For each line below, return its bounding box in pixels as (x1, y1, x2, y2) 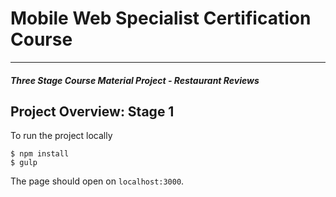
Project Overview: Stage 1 (10, 103, 175, 120)
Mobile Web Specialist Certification (10, 7, 312, 30)
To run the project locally (10, 130, 113, 142)
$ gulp (10, 158, 38, 168)
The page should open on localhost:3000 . (10, 175, 185, 187)
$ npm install (10, 149, 70, 159)
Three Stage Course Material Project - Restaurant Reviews (10, 74, 260, 86)
